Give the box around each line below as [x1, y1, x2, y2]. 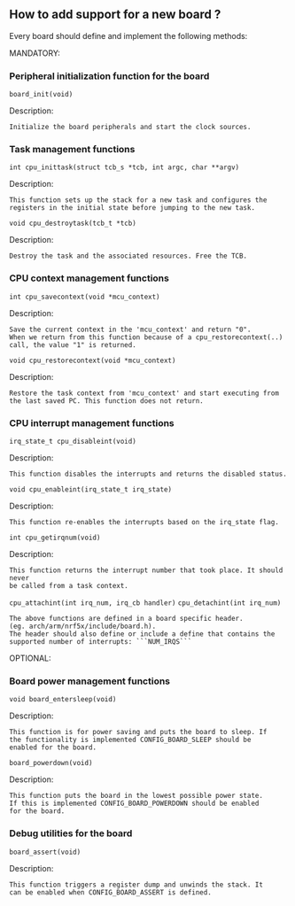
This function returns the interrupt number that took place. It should [9, 566, 283, 575]
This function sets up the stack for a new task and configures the [9, 196, 268, 205]
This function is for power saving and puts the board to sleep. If [9, 728, 268, 737]
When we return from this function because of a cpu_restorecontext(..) [9, 332, 283, 342]
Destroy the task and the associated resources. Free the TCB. [9, 252, 248, 260]
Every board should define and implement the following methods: [9, 30, 248, 41]
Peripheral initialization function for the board [9, 70, 210, 82]
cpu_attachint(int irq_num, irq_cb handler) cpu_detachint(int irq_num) [9, 599, 282, 608]
